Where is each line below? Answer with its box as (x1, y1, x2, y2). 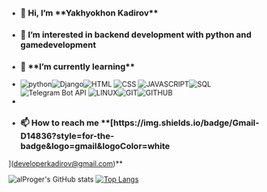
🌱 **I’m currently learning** (19, 61, 135, 72)
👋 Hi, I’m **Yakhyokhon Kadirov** (19, 7, 159, 19)
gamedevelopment (19, 39, 96, 50)
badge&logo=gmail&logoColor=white (19, 141, 171, 152)
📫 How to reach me (19, 117, 100, 129)
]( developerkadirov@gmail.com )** (8, 159, 123, 169)
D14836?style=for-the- (19, 130, 115, 142)
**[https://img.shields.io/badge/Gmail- (100, 117, 260, 129)
